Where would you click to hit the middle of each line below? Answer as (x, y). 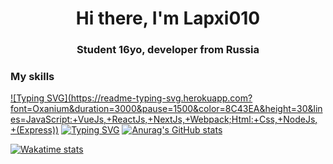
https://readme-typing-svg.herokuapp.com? (161, 98)
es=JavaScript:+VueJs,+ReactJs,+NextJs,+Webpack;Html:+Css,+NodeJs (163, 119)
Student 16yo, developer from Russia (168, 50)
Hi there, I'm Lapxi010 (168, 18)
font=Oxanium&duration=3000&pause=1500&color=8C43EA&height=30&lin (166, 109)
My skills (32, 77)
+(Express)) (35, 130)
